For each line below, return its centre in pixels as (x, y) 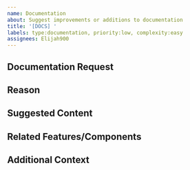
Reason (24, 90)
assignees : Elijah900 (38, 39)
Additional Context (48, 160)
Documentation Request (60, 67)
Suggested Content (50, 113)
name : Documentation (37, 13)
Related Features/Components (74, 137)
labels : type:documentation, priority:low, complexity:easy (95, 33)
